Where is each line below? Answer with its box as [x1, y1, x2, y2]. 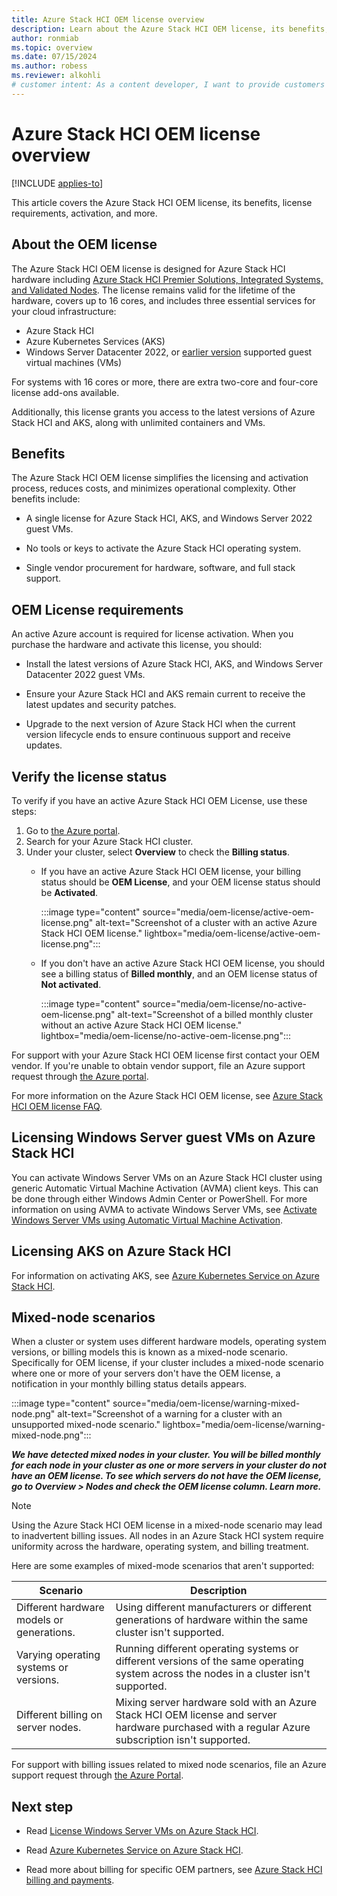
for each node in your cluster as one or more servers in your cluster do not [11, 1459, 327, 1471]
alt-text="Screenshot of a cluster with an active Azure [95, 916, 318, 928]
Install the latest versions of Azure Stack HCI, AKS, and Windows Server [25, 658, 323, 670]
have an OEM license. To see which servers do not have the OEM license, [11, 1470, 322, 1482]
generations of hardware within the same [115, 1613, 309, 1627]
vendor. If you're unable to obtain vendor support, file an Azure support [11, 1059, 306, 1071]
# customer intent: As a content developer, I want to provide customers [11, 80, 326, 90]
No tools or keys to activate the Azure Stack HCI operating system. [25, 542, 302, 555]
